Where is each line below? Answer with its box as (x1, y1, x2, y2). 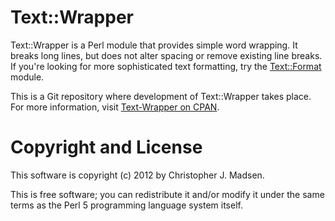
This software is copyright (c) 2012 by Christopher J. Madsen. (10, 169, 265, 181)
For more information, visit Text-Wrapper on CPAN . (10, 101, 220, 113)
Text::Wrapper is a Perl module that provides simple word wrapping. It (10, 39, 298, 51)
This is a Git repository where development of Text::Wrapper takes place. (10, 90, 312, 102)
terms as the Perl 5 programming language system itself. (10, 199, 243, 211)
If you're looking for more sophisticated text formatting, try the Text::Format (10, 60, 322, 72)
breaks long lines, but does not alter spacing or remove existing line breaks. (10, 49, 323, 61)
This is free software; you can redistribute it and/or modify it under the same (10, 188, 325, 200)
